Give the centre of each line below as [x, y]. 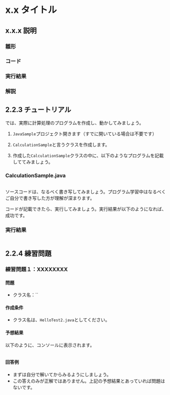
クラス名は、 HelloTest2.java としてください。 [61, 320]
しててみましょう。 [33, 162]
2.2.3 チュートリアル [38, 109]
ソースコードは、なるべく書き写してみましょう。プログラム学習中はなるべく [86, 192]
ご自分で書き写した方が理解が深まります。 [50, 198]
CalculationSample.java [36, 175]
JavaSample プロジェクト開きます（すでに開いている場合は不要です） [85, 134]
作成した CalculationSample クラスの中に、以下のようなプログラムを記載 [88, 156]
